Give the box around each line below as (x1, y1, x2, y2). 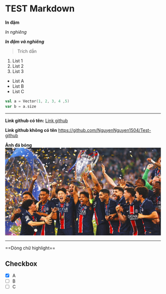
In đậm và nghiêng (5, 38, 44, 45)
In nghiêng (5, 29, 27, 35)
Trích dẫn (17, 48, 37, 54)
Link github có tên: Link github (5, 118, 68, 123)
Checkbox (5, 259, 38, 268)
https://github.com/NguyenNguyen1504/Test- (58, 127, 152, 133)
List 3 (12, 68, 24, 74)
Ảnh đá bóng (5, 142, 32, 148)
